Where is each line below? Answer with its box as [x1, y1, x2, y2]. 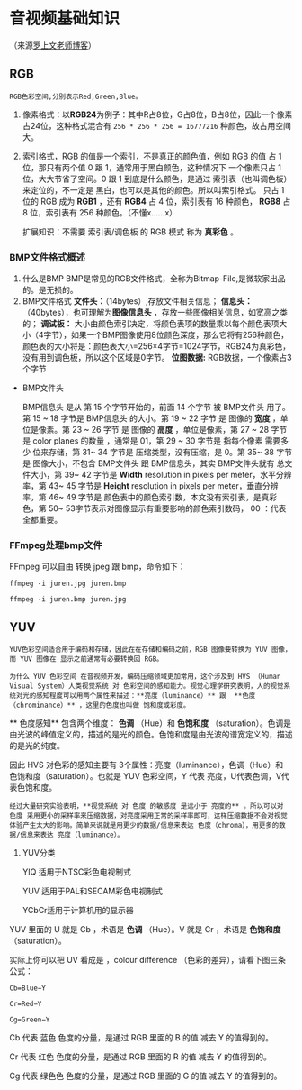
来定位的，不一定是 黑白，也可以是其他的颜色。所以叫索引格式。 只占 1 [22, 184, 285, 195]
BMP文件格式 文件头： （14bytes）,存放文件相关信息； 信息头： [22, 296, 253, 307]
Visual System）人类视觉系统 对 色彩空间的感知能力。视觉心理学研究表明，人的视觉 [9, 682, 284, 691]
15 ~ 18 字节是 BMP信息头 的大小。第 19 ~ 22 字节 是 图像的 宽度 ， [32, 413, 281, 424]
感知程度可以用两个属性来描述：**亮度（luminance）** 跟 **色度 [35, 692, 256, 701]
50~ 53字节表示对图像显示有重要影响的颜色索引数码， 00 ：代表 [48, 503, 287, 514]
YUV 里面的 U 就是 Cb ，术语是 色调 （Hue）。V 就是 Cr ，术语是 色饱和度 [9, 924, 281, 935]
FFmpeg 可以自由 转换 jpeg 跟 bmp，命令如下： [9, 561, 186, 572]
